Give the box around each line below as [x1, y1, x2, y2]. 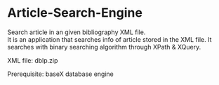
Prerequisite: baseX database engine [7, 70, 114, 78]
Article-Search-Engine [7, 5, 142, 21]
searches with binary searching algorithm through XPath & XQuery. [7, 42, 201, 51]
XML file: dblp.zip [7, 56, 58, 64]
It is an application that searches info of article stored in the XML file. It [7, 35, 212, 43]
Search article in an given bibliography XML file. [7, 28, 146, 36]
